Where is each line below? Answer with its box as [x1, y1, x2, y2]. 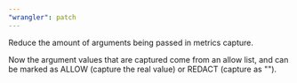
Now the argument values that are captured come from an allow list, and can [8, 54, 289, 64]
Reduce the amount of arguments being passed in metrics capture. [8, 37, 254, 48]
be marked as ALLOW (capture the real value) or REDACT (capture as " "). [8, 64, 277, 74]
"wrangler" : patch [8, 12, 76, 22]
